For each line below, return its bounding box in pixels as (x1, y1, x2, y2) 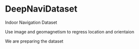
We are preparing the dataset (5, 38, 64, 44)
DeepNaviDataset (5, 3, 77, 15)
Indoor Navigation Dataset (5, 19, 57, 25)
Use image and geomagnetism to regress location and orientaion (5, 29, 135, 34)
